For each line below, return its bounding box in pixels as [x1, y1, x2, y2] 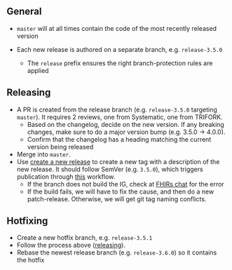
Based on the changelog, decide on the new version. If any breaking [27, 120, 225, 128]
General [6, 6, 43, 18]
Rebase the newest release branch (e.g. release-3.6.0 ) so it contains [16, 248, 217, 257]
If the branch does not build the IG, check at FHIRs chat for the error [27, 180, 225, 188]
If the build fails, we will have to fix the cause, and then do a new [27, 187, 214, 196]
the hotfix [16, 256, 45, 264]
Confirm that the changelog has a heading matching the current [27, 135, 212, 143]
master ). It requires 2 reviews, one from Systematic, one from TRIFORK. [16, 112, 223, 121]
